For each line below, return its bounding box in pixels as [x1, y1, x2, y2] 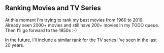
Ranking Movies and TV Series [5, 4, 101, 12]
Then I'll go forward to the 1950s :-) [5, 27, 77, 33]
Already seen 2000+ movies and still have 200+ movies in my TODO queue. [5, 22, 159, 28]
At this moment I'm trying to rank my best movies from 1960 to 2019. [5, 17, 144, 23]
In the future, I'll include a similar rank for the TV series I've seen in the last [5, 37, 157, 43]
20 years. [5, 42, 25, 48]
